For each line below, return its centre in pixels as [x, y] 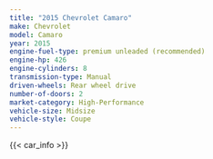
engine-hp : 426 [38, 60]
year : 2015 [30, 43]
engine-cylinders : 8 [49, 69]
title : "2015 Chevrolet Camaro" [71, 18]
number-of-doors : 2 [46, 94]
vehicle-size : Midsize [52, 111]
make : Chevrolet [40, 26]
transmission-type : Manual [61, 77]
